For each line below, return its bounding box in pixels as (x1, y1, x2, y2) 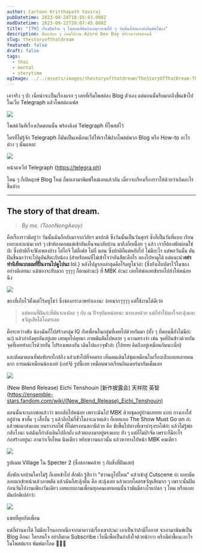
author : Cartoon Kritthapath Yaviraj (7, 8, 101, 15)
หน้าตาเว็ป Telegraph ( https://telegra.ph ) (7, 164, 101, 171)
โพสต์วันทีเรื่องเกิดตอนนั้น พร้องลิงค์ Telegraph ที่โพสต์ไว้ (7, 122, 124, 129)
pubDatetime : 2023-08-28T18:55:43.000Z (7, 14, 107, 20)
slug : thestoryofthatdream (7, 37, 74, 43)
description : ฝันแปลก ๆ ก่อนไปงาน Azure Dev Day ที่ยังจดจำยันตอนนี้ (7, 31, 152, 37)
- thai (12, 59, 29, 65)
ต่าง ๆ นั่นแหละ (7, 141, 37, 148)
